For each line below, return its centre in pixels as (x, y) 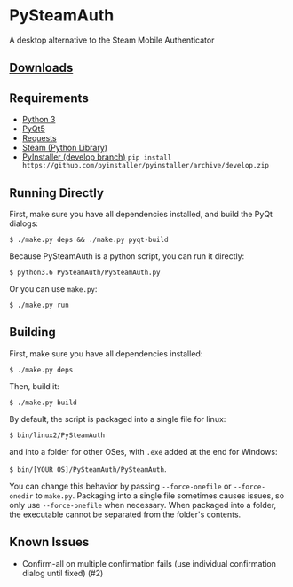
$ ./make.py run (39, 305)
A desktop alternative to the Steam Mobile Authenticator (112, 40)
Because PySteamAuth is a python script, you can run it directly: (127, 256)
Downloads (41, 68)
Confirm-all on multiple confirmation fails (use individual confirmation (149, 563)
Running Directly (57, 193)
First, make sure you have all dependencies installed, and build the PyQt (141, 214)
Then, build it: (34, 386)
